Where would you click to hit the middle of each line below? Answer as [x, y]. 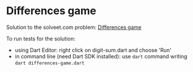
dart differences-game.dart [49, 63]
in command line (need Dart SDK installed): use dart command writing [101, 56]
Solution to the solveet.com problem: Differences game [74, 27]
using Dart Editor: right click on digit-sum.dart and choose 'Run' [93, 50]
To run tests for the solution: [41, 38]
